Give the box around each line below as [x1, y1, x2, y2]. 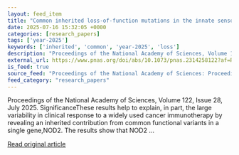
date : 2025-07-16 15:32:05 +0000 [7, 23, 107, 31]
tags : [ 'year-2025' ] [7, 37, 69, 44]
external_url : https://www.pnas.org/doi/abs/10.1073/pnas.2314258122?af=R [7, 57, 234, 64]
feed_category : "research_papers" [7, 76, 110, 84]
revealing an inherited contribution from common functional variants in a [7, 119, 219, 127]
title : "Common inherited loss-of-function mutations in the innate [7, 17, 215, 24]
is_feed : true [7, 63, 50, 70]
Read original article [7, 140, 66, 149]
